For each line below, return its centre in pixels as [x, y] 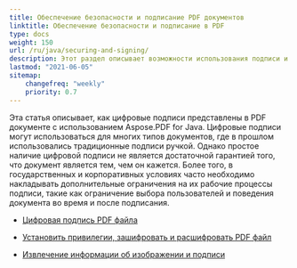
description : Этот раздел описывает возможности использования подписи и [149, 59]
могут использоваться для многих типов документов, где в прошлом [141, 136]
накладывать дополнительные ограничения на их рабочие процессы [141, 183]
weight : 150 [31, 42]
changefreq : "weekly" [65, 84]
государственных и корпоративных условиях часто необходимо [132, 174]
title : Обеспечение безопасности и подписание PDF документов [127, 17]
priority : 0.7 [51, 92]
